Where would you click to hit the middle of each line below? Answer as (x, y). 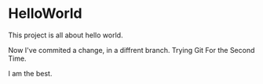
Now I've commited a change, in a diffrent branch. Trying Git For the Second (131, 50)
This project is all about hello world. (66, 35)
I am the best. (30, 73)
